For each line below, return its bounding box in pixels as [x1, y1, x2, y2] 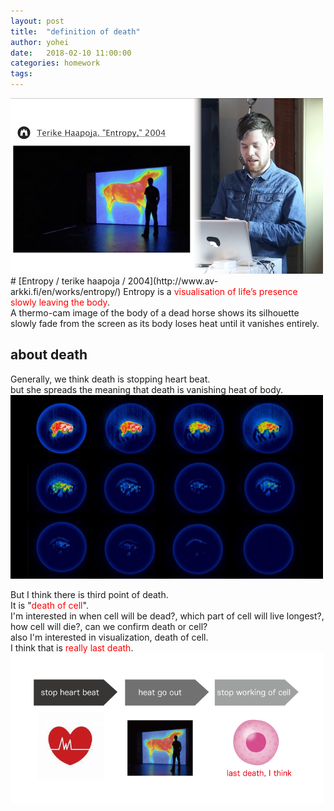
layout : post [10, 16, 65, 26]
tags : [10, 69, 33, 79]
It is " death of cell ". [10, 599, 89, 611]
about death [10, 346, 88, 364]
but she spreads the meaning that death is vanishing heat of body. [10, 383, 284, 395]
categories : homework [10, 58, 101, 69]
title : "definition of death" [10, 26, 141, 37]
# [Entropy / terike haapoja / [10, 275, 126, 287]
